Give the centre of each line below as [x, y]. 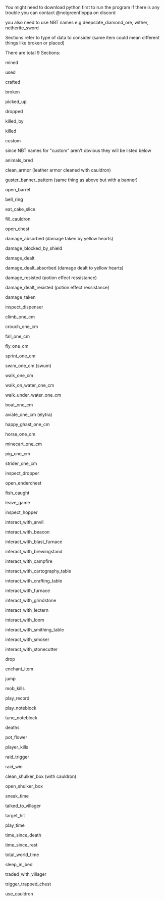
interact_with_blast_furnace [34, 542]
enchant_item [19, 669]
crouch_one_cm [22, 327]
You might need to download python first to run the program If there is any [82, 7]
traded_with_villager [26, 874]
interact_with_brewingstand [34, 551]
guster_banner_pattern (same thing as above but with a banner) [71, 180]
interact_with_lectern [27, 610]
